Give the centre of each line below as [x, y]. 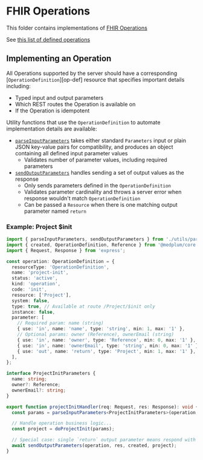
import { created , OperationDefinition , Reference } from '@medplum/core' [102, 245]
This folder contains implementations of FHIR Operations [77, 28]
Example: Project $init [39, 227]
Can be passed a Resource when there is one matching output [101, 204]
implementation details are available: [52, 129]
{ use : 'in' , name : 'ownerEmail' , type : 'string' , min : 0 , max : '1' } [108, 346]
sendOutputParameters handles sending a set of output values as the [99, 172]
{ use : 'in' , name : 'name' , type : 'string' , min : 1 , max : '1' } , [101, 329]
